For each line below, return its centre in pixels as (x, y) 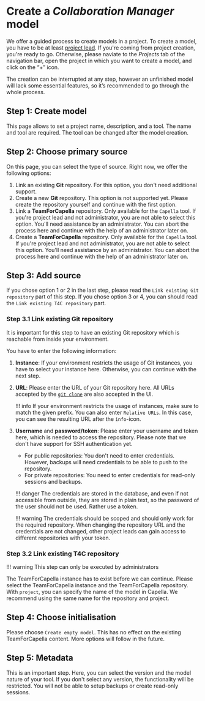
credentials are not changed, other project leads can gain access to (100, 531)
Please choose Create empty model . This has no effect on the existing (94, 632)
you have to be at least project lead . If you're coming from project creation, (101, 48)
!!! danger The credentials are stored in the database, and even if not (102, 493)
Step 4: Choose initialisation (61, 618)
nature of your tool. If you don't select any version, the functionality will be (100, 679)
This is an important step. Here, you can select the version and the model (99, 673)
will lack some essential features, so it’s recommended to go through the (98, 85)
